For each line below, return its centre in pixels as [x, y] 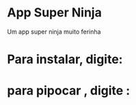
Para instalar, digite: [65, 59]
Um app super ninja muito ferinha [54, 32]
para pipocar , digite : [69, 91]
